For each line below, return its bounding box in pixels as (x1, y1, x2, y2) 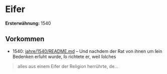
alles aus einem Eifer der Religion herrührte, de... (17, 63, 119, 69)
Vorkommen (5, 35, 45, 43)
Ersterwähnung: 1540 (5, 20, 51, 26)
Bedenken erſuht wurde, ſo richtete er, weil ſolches (12, 53, 116, 59)
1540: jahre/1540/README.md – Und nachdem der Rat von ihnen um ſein (12, 48, 162, 54)
